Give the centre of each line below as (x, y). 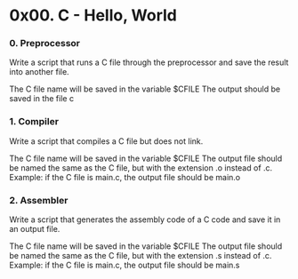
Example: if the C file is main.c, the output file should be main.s (125, 265)
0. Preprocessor (44, 44)
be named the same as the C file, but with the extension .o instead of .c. (141, 167)
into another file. (39, 72)
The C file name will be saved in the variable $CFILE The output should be (145, 89)
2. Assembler (39, 200)
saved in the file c (41, 99)
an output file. (35, 229)
